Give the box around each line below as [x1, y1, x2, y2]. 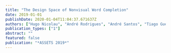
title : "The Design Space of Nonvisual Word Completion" [5, 7, 129, 13]
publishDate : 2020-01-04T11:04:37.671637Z [5, 17, 97, 22]
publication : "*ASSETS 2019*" [5, 40, 70, 45]
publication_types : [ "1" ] [5, 26, 60, 31]
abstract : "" [5, 31, 33, 36]
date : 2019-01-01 [5, 12, 42, 17]
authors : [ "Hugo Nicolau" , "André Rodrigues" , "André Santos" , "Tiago [5, 21, 158, 27]
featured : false [5, 36, 40, 41]
